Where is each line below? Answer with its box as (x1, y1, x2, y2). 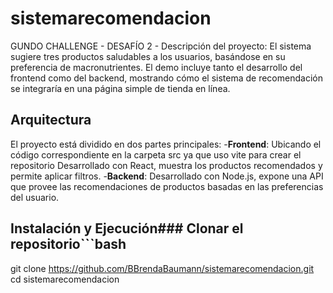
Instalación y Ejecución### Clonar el (10, 220, 244, 237)
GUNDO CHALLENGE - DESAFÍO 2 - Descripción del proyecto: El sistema (10, 40, 312, 52)
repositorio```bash (10, 236, 127, 253)
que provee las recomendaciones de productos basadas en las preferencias (10, 180, 324, 192)
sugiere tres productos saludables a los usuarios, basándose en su (10, 50, 286, 62)
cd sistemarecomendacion (10, 273, 120, 285)
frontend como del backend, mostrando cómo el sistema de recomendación (10, 72, 323, 84)
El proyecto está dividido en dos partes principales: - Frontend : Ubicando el (10, 138, 322, 150)
